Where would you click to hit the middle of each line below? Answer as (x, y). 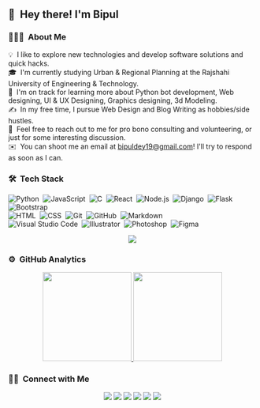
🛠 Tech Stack (36, 179)
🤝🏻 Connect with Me (49, 379)
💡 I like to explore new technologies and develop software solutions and (126, 54)
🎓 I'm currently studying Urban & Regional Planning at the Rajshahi (119, 72)
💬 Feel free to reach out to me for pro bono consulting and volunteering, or (130, 129)
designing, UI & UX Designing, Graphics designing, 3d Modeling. (113, 100)
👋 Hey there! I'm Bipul (63, 15)
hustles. (21, 120)
